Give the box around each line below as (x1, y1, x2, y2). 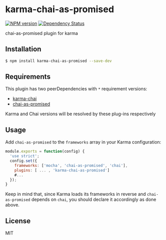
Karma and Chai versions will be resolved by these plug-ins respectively (5, 111, 156, 117)
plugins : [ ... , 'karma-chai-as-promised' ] (14, 167, 110, 173)
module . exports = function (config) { (5, 149, 85, 154)
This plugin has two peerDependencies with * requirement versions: (5, 86, 148, 92)
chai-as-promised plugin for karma (5, 30, 78, 36)
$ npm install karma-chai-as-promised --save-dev (5, 58, 112, 63)
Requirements (5, 73, 51, 81)
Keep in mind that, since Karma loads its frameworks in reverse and (5, 191, 146, 197)
